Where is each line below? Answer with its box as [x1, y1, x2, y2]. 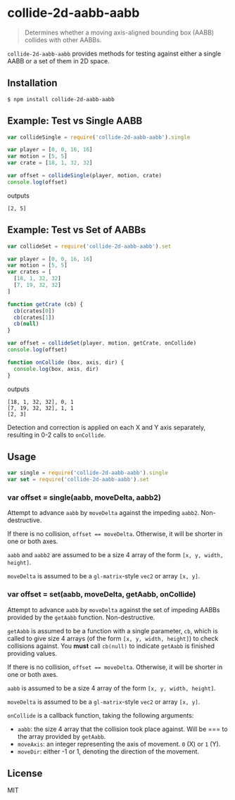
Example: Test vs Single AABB [7, 115, 143, 127]
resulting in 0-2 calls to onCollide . [7, 431, 106, 439]
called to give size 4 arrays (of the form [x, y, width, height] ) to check [7, 634, 219, 642]
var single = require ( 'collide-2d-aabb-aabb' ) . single [7, 469, 169, 476]
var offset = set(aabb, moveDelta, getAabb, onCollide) [7, 590, 196, 599]
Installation [7, 77, 58, 89]
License [7, 768, 43, 780]
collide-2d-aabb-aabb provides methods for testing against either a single [7, 49, 222, 58]
